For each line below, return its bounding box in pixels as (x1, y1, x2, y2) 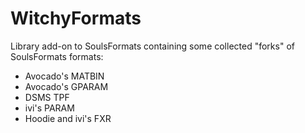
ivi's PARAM (24, 102, 75, 114)
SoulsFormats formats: (10, 50, 104, 62)
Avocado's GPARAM (24, 80, 109, 92)
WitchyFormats (10, 7, 142, 30)
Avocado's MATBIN (24, 70, 105, 82)
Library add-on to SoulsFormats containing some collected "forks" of (10, 40, 295, 52)
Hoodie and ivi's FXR (24, 112, 112, 124)
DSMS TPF (24, 91, 70, 103)
